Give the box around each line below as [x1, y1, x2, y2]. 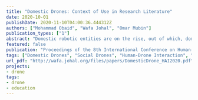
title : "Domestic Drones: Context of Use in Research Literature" [6, 8, 173, 15]
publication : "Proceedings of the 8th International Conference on [6, 47, 176, 53]
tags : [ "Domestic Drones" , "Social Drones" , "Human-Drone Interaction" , [6, 52, 189, 58]
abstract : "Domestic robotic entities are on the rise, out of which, [6, 36, 183, 42]
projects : [6, 63, 31, 69]
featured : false [6, 42, 46, 48]
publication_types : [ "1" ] [6, 31, 70, 36]
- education [6, 85, 35, 91]
